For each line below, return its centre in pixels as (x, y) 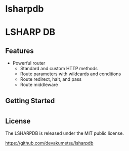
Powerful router (29, 63)
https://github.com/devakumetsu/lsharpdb (49, 143)
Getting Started (30, 100)
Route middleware (39, 85)
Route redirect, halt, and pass (51, 79)
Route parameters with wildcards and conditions (71, 74)
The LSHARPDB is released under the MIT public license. (64, 133)
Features (19, 51)
